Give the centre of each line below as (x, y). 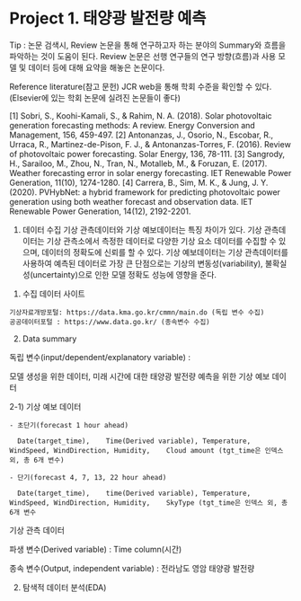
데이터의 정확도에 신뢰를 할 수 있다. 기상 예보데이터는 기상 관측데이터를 (165, 252)
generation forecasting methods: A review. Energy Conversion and (133, 125)
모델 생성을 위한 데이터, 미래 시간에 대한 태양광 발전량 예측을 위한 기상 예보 (140, 376)
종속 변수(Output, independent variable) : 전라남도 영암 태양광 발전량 (132, 568)
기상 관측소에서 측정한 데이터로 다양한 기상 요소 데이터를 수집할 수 (161, 241)
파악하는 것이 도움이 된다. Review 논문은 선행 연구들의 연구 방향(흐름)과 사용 (143, 56)
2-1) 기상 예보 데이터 (45, 406)
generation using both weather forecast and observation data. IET (131, 201)
